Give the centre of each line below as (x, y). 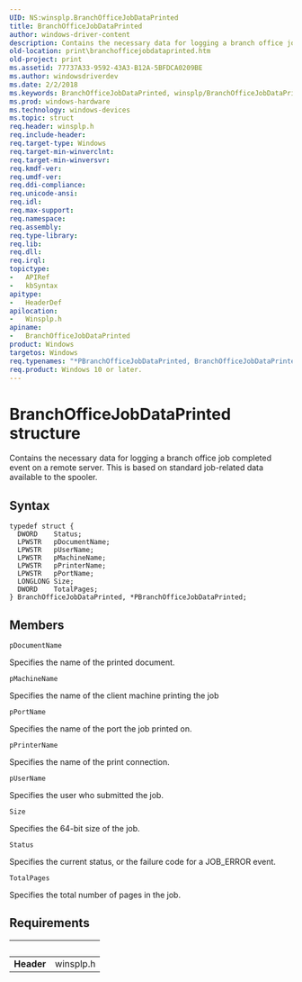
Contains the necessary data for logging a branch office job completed (141, 458)
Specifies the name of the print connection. (90, 761)
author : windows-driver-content (70, 34)
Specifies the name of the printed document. (92, 662)
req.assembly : (36, 227)
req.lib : (26, 244)
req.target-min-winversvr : (60, 160)
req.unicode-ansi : (44, 194)
